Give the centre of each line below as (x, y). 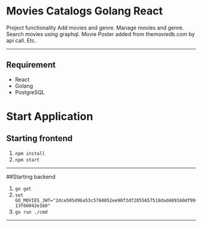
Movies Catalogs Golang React (85, 11)
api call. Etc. (21, 40)
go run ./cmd (31, 212)
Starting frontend (40, 138)
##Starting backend (31, 177)
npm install (30, 153)
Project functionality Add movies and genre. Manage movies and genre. (95, 28)
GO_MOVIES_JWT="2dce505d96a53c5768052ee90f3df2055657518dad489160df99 (105, 200)
